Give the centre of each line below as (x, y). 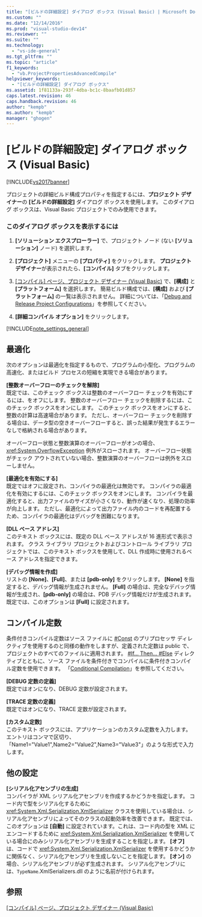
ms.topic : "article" (32, 62)
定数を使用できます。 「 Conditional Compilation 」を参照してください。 (99, 668)
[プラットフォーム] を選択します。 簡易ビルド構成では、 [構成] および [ (102, 289)
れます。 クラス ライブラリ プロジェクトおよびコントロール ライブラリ (93, 544)
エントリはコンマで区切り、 (41, 737)
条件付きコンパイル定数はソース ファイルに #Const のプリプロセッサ (91, 638)
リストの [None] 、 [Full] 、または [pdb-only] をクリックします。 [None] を (98, 579)
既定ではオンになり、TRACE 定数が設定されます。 (68, 709)
